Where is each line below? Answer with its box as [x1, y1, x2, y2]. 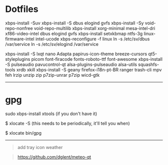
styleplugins [5, 56, 30, 62]
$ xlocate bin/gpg [5, 130, 41, 136]
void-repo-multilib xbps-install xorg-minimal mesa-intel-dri [34, 25, 155, 31]
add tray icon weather [17, 144, 63, 150]
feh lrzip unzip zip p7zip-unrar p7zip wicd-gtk [5, 72, 100, 78]
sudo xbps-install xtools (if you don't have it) [5, 111, 97, 117]
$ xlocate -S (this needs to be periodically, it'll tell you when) [5, 120, 130, 126]
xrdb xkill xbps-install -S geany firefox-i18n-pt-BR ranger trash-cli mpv [16, 66, 162, 73]
